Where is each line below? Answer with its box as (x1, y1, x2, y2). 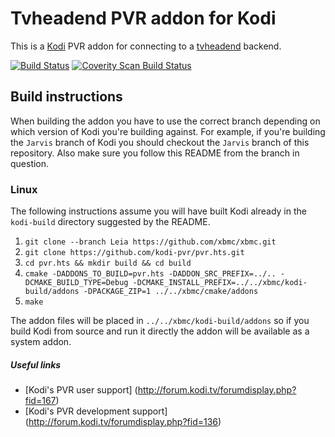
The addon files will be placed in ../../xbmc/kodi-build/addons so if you (10, 315, 310, 327)
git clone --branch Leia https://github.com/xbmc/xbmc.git (24, 237, 277, 247)
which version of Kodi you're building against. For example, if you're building (10, 125, 326, 137)
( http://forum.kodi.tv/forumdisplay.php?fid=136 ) (24, 416, 222, 428)
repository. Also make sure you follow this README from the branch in (10, 147, 300, 159)
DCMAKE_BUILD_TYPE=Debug (24, 278, 129, 288)
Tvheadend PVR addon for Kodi (10, 7, 277, 30)
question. (10, 157, 50, 169)
